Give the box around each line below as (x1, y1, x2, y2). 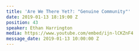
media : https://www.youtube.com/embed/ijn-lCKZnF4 (6, 30, 134, 36)
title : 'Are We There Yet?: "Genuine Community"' (6, 8, 131, 15)
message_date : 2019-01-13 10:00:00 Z (6, 36, 99, 42)
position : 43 (6, 19, 38, 25)
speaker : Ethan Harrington (6, 25, 73, 31)
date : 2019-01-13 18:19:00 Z (6, 14, 78, 20)
